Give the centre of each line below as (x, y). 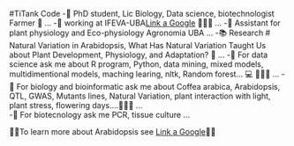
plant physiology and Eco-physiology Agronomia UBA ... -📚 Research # (140, 33)
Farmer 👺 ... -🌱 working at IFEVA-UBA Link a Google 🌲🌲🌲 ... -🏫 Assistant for (145, 23)
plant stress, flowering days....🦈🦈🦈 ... (76, 105)
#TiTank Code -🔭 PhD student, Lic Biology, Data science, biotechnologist (142, 14)
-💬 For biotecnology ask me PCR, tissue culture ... (100, 115)
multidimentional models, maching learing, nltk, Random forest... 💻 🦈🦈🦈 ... (144, 74)
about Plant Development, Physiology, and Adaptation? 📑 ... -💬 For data (139, 55)
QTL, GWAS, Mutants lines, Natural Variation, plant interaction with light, (140, 96)
